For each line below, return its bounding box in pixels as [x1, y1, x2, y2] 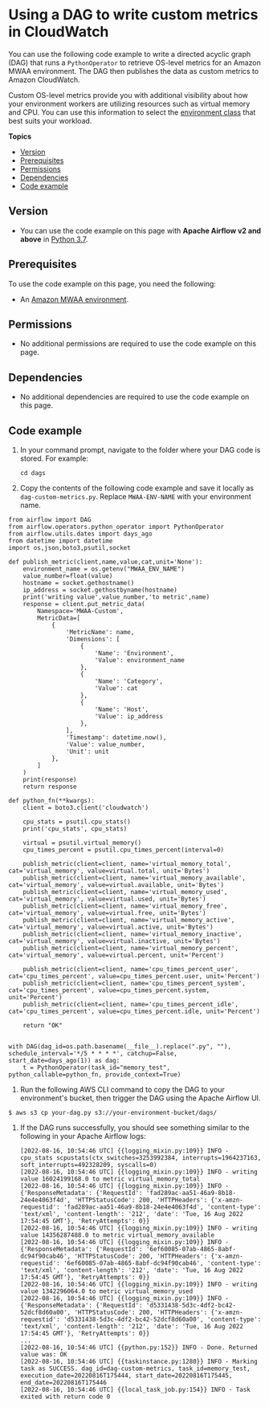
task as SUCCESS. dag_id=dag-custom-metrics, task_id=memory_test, [19, 1364, 251, 1372]
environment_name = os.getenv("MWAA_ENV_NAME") [22, 565, 185, 573]
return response [22, 783, 78, 791]
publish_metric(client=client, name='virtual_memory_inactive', [22, 930, 243, 938]
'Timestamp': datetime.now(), [65, 734, 167, 742]
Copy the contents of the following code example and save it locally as [19, 483, 255, 493]
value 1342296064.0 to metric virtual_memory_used [19, 1287, 194, 1295]
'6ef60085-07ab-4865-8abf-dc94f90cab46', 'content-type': [63, 1259, 262, 1267]
